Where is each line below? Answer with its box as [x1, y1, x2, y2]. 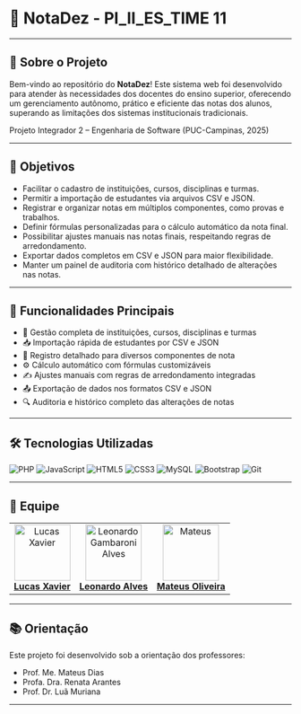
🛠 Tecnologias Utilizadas [9, 436, 154, 451]
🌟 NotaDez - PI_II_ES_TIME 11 [9, 8, 227, 29]
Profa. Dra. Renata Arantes [21, 676, 121, 687]
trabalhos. [21, 211, 60, 223]
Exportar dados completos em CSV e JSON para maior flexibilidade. [21, 250, 274, 260]
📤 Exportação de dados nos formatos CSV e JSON [21, 383, 212, 394]
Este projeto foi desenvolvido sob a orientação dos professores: [9, 649, 245, 660]
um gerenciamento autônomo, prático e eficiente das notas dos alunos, [9, 98, 273, 109]
